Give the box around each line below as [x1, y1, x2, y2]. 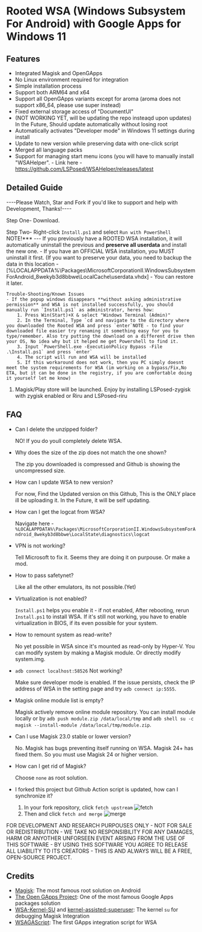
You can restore [154, 273, 194, 280]
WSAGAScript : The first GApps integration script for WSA [14, 919, 158, 926]
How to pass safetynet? [14, 571, 74, 579]
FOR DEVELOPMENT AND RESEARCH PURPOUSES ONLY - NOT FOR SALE [6, 821, 192, 829]
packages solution [14, 900, 61, 907]
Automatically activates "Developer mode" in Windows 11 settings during [14, 127, 195, 134]
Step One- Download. [6, 216, 60, 224]
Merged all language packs [14, 146, 83, 153]
